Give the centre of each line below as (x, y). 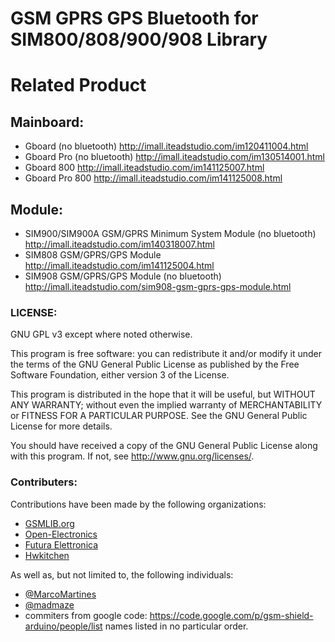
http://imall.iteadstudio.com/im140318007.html (119, 244)
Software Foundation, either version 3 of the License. (120, 375)
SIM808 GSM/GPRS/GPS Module (93, 255)
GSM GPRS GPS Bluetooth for (134, 18)
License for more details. (61, 426)
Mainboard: (47, 122)
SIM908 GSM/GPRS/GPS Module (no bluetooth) (123, 276)
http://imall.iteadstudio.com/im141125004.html (119, 265)
